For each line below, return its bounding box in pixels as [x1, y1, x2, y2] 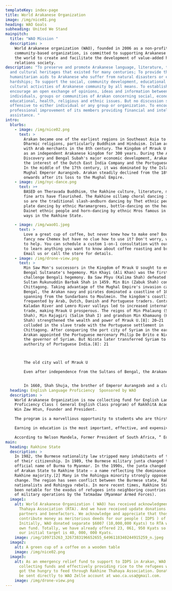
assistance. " [10, 113, 40, 118]
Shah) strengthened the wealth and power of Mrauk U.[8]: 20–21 [24, 318, 164, 323]
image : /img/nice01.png [5, 17, 56, 22]
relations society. [14, 60, 56, 65]
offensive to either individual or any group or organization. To [10, 103, 155, 108]
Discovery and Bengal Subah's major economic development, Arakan [24, 156, 168, 161]
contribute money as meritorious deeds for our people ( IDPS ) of [18, 516, 166, 521]
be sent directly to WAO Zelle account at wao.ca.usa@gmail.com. [18, 574, 161, 579]
